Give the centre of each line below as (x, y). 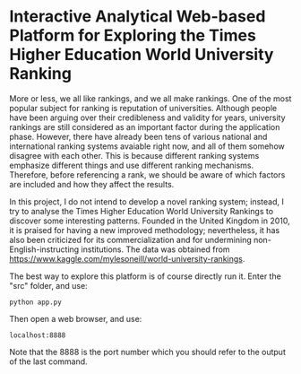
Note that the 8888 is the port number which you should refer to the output (148, 352)
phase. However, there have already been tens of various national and (138, 136)
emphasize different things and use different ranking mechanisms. (132, 165)
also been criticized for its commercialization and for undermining (131, 239)
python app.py (36, 302)
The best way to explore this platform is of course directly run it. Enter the (146, 276)
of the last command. (48, 361)
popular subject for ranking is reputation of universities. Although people (143, 108)
